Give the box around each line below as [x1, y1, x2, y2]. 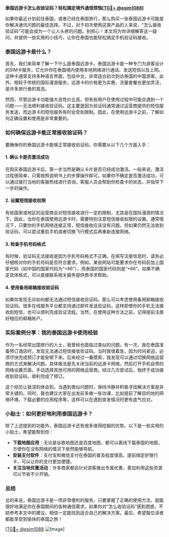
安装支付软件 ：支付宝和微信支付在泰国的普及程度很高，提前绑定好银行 [12, 452, 158, 458]
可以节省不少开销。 [12, 471, 53, 477]
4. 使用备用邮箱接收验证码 [5, 284, 59, 290]
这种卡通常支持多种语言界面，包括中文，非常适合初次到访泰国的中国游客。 [5, 73, 159, 80]
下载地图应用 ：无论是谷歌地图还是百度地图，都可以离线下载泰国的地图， [12, 440, 162, 445]
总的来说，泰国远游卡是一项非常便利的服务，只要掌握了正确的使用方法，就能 [5, 497, 164, 503]
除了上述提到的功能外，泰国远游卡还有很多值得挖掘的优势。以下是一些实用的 [5, 423, 164, 428]
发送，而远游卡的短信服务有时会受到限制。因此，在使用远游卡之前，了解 [9, 109, 159, 115]
